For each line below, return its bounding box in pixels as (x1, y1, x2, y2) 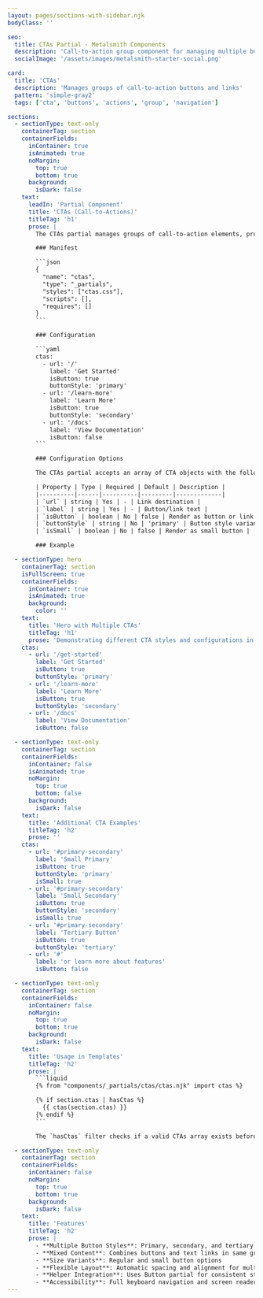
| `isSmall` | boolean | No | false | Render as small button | (35, 527, 250, 536)
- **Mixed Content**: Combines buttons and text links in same (35, 1249, 247, 1257)
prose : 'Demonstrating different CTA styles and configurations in (27, 636, 254, 644)
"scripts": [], (42, 295, 92, 303)
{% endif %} (35, 1111, 75, 1118)
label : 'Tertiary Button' (35, 929, 121, 936)
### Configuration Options (35, 454, 124, 463)
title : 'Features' (27, 1220, 89, 1228)
